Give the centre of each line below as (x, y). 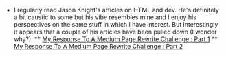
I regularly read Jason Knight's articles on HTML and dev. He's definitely (116, 10)
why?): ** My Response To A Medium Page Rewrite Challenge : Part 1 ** (115, 39)
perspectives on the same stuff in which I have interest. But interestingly (116, 24)
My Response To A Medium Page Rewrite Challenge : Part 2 (98, 46)
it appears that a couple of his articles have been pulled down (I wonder (115, 32)
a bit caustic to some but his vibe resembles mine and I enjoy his (105, 17)
